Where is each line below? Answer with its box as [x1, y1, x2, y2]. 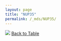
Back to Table [11, 31, 40, 37]
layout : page [5, 7, 32, 12]
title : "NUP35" [5, 12, 37, 17]
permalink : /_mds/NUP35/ [5, 16, 57, 21]
